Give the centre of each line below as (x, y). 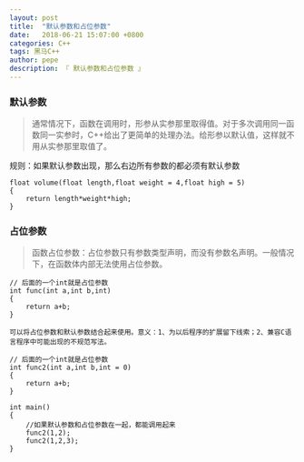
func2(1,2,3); (52, 441)
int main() (30, 407)
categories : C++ (40, 43)
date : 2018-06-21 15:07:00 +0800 (77, 35)
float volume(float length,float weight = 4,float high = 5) (127, 183)
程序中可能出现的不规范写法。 (64, 342)
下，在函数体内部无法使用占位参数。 (99, 264)
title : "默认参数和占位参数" (60, 26)
